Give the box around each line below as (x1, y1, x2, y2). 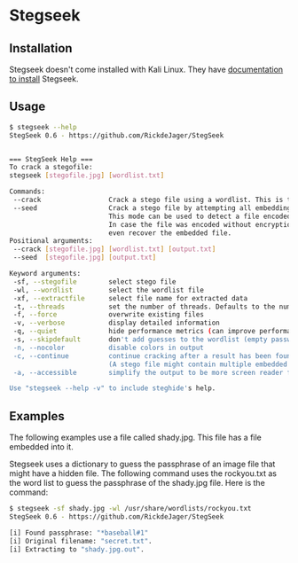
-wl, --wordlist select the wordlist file (12, 285, 204, 294)
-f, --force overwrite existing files (12, 310, 204, 319)
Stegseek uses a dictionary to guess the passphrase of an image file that (9, 458, 276, 470)
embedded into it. (9, 442, 74, 452)
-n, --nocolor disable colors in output (12, 343, 204, 352)
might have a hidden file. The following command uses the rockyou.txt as (9, 468, 278, 479)
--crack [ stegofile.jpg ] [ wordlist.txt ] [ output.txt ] (12, 245, 216, 254)
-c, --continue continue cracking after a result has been (12, 351, 272, 360)
